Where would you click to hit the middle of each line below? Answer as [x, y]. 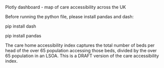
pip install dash [21, 26]
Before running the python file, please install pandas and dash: [70, 17]
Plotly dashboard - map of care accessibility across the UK [66, 7]
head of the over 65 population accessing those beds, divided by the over [81, 51]
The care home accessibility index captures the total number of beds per [80, 45]
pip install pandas [23, 36]
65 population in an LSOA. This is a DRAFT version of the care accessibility [82, 56]
